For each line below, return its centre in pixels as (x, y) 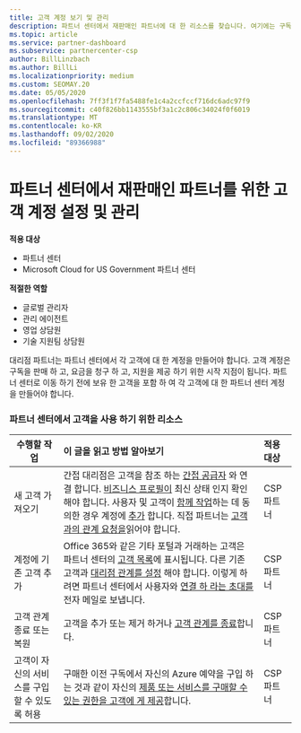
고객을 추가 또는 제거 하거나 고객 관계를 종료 (150, 623)
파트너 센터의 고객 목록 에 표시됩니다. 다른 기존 (155, 559)
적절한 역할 (28, 288)
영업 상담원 (42, 329)
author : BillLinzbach (50, 59)
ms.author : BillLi (43, 68)
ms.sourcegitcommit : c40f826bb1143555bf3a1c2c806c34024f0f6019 (130, 109)
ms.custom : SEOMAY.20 (50, 84)
